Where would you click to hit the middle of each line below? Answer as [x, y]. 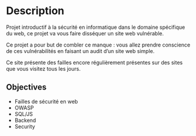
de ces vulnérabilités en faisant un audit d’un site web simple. [80, 51]
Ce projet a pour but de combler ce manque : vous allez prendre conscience [98, 45]
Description [35, 11]
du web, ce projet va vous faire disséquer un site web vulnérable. [85, 33]
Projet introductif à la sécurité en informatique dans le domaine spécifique [96, 27]
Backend [25, 120]
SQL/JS [24, 114]
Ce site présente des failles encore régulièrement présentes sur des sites [94, 62]
